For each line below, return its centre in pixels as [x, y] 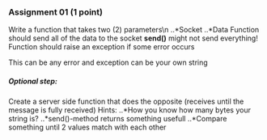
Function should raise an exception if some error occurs [102, 47]
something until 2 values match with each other [87, 127]
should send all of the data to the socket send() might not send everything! [133, 38]
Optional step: [33, 81]
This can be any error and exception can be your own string [108, 62]
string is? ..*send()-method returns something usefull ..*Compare [118, 119]
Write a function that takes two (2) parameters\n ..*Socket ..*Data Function [134, 30]
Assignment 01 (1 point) [56, 12]
